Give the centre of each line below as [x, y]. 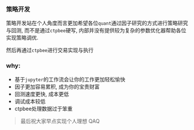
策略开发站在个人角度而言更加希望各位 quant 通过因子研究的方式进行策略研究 [97, 23]
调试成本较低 [30, 101]
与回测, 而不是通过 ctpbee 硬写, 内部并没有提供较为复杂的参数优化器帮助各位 [96, 30]
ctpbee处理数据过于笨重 [44, 108]
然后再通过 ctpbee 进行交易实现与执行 [50, 50]
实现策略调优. [22, 38]
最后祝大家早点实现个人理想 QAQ [60, 121]
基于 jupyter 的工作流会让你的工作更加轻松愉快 [70, 79]
